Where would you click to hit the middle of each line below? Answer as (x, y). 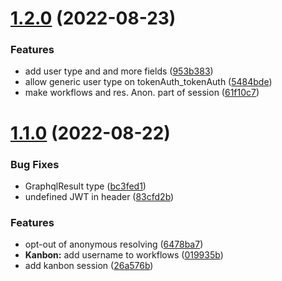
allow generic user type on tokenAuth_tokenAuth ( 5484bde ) (148, 82)
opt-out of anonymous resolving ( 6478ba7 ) (114, 244)
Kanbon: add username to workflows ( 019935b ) (124, 255)
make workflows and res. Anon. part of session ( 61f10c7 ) (142, 93)
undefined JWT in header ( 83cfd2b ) (99, 196)
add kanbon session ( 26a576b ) (89, 266)
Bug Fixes (35, 164)
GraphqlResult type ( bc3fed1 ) (85, 186)
